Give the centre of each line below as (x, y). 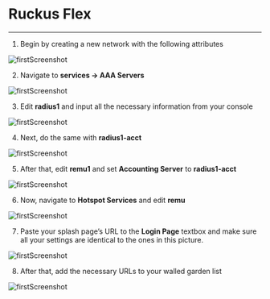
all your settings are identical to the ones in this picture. (111, 239)
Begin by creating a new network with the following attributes (121, 44)
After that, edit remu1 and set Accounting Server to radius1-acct (128, 168)
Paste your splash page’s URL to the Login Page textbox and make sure (138, 231)
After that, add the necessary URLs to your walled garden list (121, 271)
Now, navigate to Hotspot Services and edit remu (103, 200)
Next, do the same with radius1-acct (81, 137)
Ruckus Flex (50, 14)
